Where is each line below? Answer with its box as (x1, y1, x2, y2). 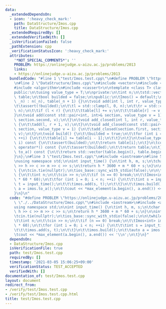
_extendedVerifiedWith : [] (9, 35, 65, 40)
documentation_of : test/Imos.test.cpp (5, 273, 85, 278)
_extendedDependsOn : (9, 12, 52, 17)
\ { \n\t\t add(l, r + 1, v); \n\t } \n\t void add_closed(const (14, 122, 138, 127)
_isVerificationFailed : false (9, 39, 72, 44)
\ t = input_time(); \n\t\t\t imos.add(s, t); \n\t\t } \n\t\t (14, 182, 136, 187)
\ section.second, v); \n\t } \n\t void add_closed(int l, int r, (14, 117, 145, 122)
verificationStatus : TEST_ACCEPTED (9, 264, 83, 269)
